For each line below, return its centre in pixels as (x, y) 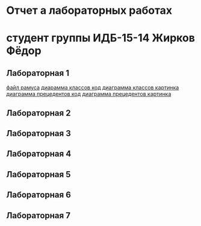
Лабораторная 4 (39, 154)
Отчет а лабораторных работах (89, 11)
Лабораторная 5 (39, 174)
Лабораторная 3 (39, 133)
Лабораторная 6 (39, 195)
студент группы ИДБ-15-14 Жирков (101, 38)
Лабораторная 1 (38, 73)
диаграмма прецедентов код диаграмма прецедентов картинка (89, 94)
